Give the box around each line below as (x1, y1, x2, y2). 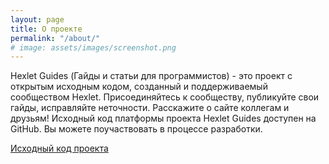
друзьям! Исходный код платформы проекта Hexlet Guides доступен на (10, 112, 317, 125)
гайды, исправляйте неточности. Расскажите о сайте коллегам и (10, 102, 290, 114)
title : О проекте (10, 24, 83, 34)
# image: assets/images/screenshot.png (10, 42, 177, 53)
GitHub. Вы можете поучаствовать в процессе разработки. (10, 123, 263, 135)
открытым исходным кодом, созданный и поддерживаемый (10, 81, 268, 93)
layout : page (10, 14, 65, 25)
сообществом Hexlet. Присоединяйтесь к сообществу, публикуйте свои (10, 91, 320, 103)
